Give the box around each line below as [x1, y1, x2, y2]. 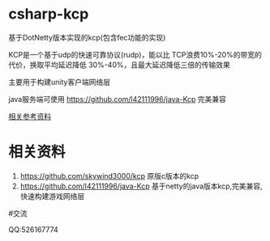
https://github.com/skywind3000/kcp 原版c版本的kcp [19, 171, 199, 180]
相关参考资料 [8, 111, 51, 121]
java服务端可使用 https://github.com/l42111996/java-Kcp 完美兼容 [8, 94, 227, 104]
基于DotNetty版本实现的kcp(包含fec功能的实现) [8, 32, 166, 42]
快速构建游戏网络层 [19, 191, 85, 201]
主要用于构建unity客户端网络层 [8, 77, 111, 87]
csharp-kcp [8, 5, 89, 23]
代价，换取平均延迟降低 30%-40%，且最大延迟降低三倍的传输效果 [8, 60, 231, 70]
